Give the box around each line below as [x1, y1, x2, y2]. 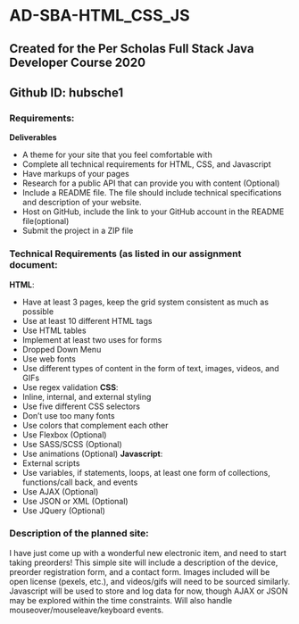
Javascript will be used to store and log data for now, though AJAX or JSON [9, 586, 288, 596]
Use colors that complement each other [21, 420, 169, 430]
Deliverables [9, 132, 57, 143]
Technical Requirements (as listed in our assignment [9, 247, 242, 260]
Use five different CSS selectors [21, 401, 141, 412]
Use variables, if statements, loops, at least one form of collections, [21, 467, 270, 478]
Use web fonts [21, 354, 76, 364]
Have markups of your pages [21, 169, 129, 179]
